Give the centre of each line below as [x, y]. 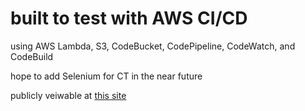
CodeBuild [32, 56]
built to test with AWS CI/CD [129, 18]
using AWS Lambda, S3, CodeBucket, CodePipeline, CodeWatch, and [153, 46]
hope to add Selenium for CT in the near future [106, 76]
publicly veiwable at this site [68, 95]
